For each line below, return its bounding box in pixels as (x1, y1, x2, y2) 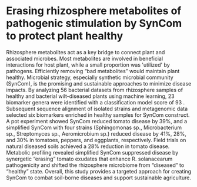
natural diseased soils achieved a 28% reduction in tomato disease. (6, 143, 170, 150)
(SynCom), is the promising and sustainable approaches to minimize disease (6, 80, 192, 87)
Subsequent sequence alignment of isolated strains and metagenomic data (6, 105, 188, 112)
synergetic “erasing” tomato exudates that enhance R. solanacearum (6, 155, 173, 162)
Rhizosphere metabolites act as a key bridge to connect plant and (6, 48, 165, 55)
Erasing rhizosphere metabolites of (6, 4, 182, 18)
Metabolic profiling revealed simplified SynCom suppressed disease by (6, 149, 179, 156)
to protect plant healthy (6, 29, 123, 42)
